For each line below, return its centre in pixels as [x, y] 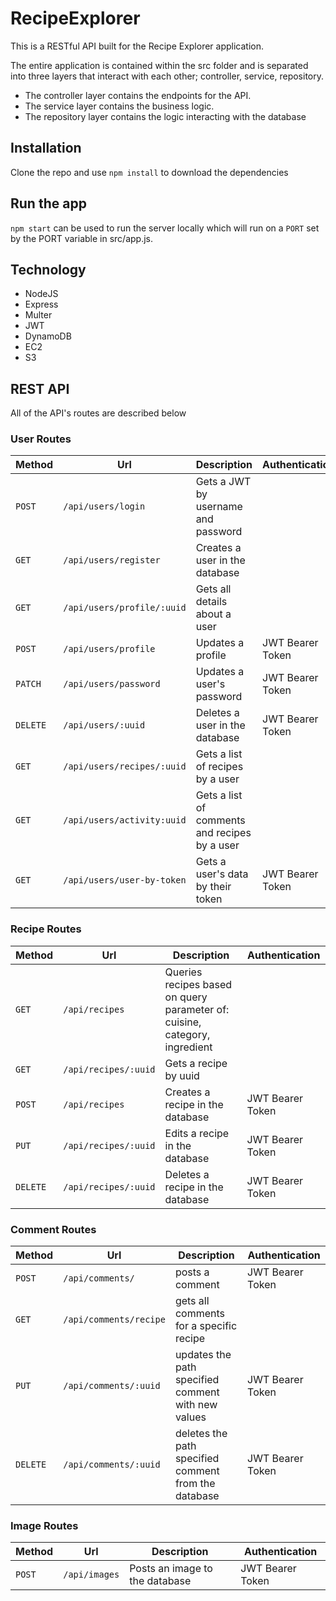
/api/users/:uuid [104, 725]
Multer [38, 315]
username [219, 507]
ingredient [188, 1047]
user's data [222, 874]
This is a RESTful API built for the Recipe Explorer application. [137, 46]
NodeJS [41, 294]
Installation [46, 148]
